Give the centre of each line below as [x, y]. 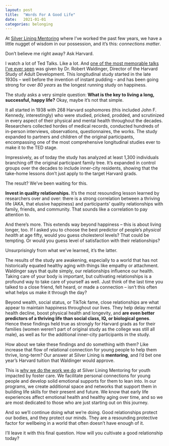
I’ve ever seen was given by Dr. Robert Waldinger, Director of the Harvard [81, 69]
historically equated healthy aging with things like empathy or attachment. [82, 266]
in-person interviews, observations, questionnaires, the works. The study [81, 132]
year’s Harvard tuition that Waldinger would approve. [60, 360]
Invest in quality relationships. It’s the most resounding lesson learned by [82, 193]
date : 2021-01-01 [26, 19]
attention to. [18, 215]
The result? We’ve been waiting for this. [46, 183]
